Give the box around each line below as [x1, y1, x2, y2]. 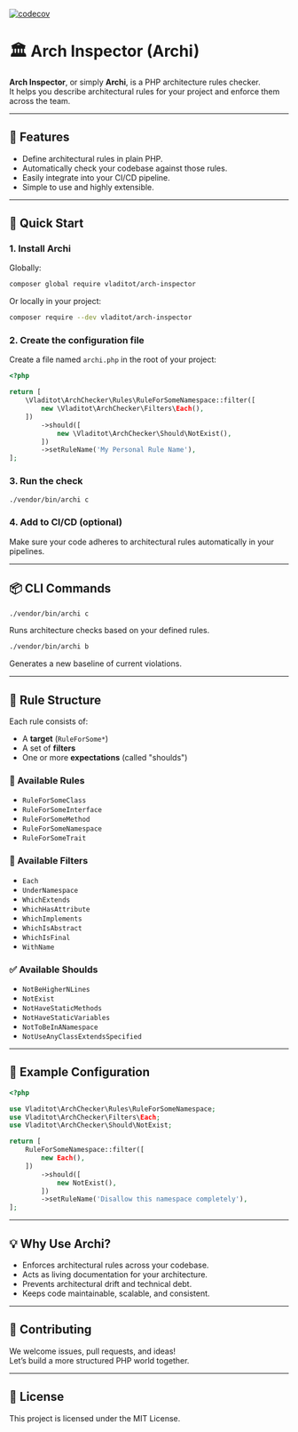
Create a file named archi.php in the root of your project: [9, 354, 217, 365]
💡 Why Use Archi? [9, 1236, 111, 1251]
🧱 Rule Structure [9, 692, 102, 707]
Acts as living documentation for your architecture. [21, 1268, 208, 1280]
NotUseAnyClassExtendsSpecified [21, 1032, 142, 1041]
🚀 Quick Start [9, 216, 84, 231]
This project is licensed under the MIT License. [9, 1412, 181, 1423]
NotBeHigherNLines [21, 985, 90, 994]
